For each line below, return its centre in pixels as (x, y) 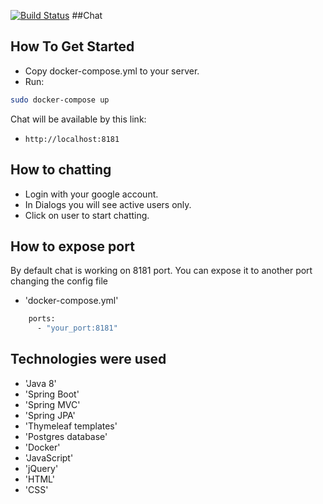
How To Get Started (72, 46)
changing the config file (59, 281)
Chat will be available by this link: (78, 119)
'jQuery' (41, 468)
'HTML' (39, 479)
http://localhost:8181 (72, 139)
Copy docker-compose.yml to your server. (112, 71)
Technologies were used (88, 359)
